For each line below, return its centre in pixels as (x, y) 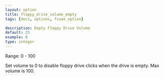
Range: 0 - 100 (20, 56)
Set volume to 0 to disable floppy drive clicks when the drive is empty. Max (82, 66)
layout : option (21, 10)
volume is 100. (20, 71)
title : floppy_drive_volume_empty (41, 14)
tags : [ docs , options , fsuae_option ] (44, 19)
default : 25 (17, 33)
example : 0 (16, 37)
